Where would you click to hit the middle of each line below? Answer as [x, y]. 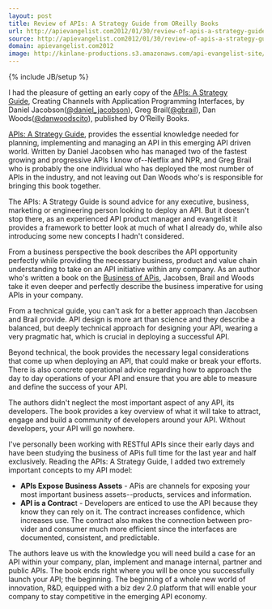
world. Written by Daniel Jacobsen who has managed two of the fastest [127, 151]
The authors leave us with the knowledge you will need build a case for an [132, 553]
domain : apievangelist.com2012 [61, 46]
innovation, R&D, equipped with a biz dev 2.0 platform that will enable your [132, 588]
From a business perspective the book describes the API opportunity [123, 252]
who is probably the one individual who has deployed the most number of [131, 168]
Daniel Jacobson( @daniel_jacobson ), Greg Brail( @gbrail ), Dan [112, 110]
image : [19, 54]
